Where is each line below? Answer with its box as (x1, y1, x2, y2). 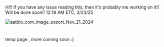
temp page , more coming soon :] (5, 37, 74, 43)
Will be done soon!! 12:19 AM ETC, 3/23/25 (5, 9, 93, 15)
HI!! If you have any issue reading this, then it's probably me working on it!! (5, 4, 159, 10)
